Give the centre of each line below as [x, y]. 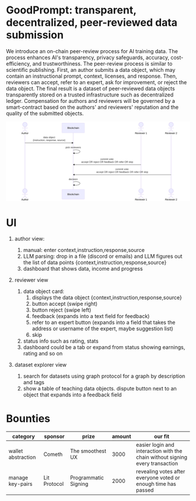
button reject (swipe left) [62, 310]
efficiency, [19, 63]
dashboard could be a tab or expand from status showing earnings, [104, 347]
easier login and [155, 445]
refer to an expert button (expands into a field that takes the [104, 323]
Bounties [28, 418]
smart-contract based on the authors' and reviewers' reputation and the [92, 107]
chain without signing [162, 457]
